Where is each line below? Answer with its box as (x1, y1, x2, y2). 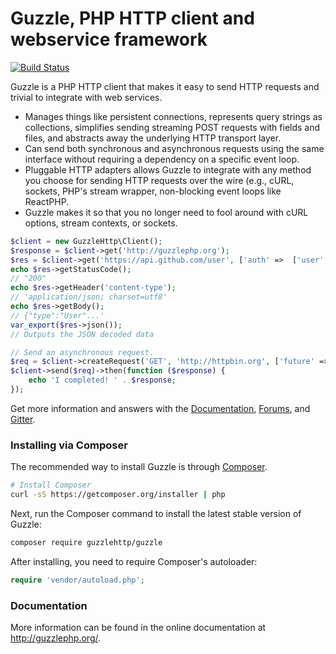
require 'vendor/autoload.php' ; (10, 575, 145, 585)
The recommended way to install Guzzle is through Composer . (10, 461, 268, 473)
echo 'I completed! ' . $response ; (28, 375, 177, 386)
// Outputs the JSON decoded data (10, 329, 155, 339)
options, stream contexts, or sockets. (24, 217, 178, 229)
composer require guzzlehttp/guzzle (10, 537, 163, 547)
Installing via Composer (10, 438, 128, 452)
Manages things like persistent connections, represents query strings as (24, 110, 323, 122)
